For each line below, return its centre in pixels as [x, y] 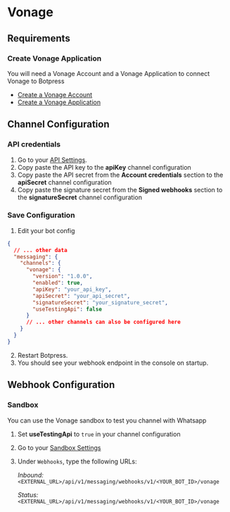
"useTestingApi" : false [67, 309]
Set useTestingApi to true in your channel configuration [99, 434]
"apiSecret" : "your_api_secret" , [82, 296]
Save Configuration [41, 216]
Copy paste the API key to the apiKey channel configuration [104, 167]
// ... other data [41, 250]
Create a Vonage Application [59, 102]
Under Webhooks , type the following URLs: [77, 461]
